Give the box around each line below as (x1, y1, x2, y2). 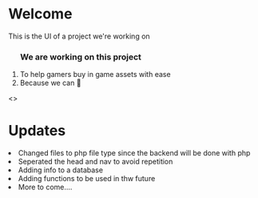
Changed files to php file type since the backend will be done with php (18, 148, 251, 158)
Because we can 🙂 (19, 78, 81, 88)
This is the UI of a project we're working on (8, 31, 150, 41)
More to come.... (18, 182, 73, 192)
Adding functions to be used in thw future (18, 174, 156, 184)
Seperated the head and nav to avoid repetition (18, 157, 173, 167)
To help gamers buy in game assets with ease (19, 70, 171, 79)
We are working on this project (19, 51, 142, 63)
